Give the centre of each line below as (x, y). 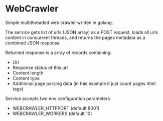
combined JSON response (33, 42)
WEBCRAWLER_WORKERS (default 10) (52, 113)
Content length (28, 72)
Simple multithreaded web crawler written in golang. (59, 22)
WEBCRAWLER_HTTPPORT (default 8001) (56, 108)
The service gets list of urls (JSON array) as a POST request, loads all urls (81, 32)
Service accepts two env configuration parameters (58, 98)
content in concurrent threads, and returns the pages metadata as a (75, 37)
